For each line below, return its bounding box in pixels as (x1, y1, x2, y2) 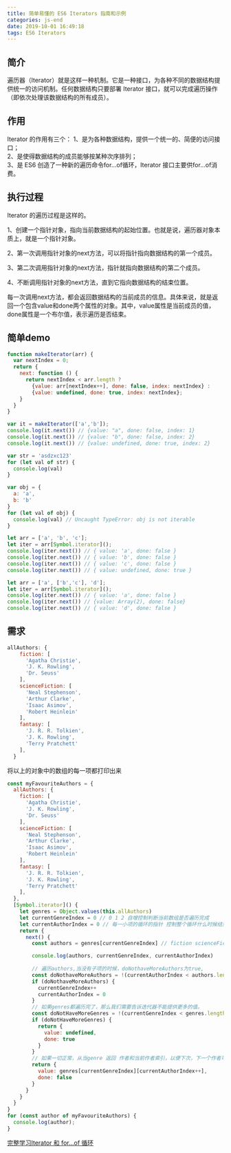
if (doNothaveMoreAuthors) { (32, 978, 115, 985)
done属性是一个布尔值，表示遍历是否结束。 (7, 310, 131, 318)
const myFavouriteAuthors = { (7, 780, 94, 787)
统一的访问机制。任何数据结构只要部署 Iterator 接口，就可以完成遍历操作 (12, 85, 218, 93)
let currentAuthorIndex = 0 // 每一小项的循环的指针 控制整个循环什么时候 (19, 920, 218, 928)
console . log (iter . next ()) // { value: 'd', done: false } (7, 605, 177, 612)
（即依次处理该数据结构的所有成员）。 (7, 94, 113, 102)
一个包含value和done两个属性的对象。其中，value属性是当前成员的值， (12, 301, 215, 310)
